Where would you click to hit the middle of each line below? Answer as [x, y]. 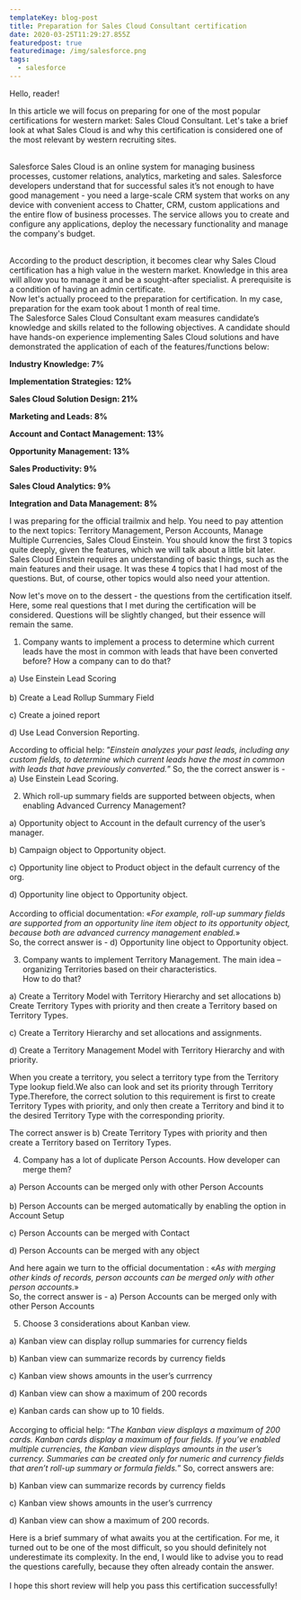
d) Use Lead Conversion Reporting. [75, 732]
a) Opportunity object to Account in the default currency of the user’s [137, 822]
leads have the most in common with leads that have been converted [150, 651]
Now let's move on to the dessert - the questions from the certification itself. [151, 596]
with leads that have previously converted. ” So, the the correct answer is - [147, 769]
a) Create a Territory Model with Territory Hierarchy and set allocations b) [145, 996]
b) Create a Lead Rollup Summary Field [82, 697]
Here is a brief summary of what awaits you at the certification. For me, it [145, 1537]
